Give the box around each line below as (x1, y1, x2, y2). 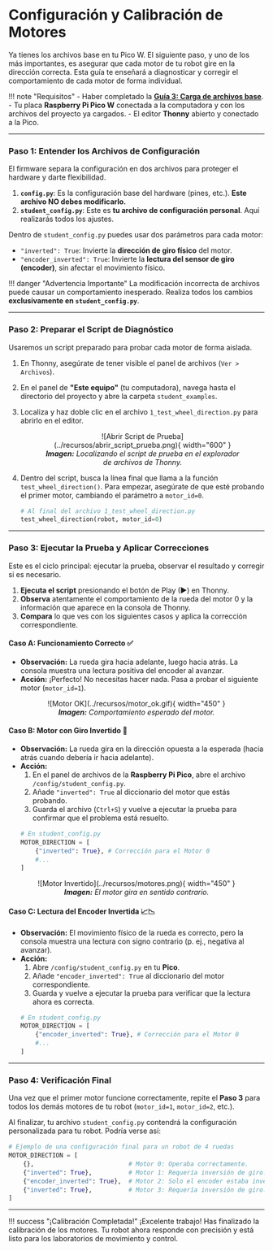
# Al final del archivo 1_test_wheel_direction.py (19, 506, 196, 515)
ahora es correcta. (32, 997, 95, 1006)
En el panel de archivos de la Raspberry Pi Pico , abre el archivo (32, 770, 246, 780)
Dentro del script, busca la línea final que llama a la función (19, 473, 219, 483)
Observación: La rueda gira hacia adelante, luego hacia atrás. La (19, 657, 238, 667)
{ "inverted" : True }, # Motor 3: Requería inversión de (23, 1185, 245, 1194)
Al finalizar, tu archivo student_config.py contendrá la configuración (8, 1118, 237, 1127)
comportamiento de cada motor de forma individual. (8, 76, 183, 85)
